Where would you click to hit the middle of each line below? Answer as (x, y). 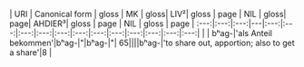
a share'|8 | (31, 53)
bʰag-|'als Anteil (242, 33)
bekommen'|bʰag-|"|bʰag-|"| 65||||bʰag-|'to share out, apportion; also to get (152, 43)
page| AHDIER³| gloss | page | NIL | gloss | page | (102, 24)
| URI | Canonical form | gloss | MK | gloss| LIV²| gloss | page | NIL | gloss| (148, 14)
